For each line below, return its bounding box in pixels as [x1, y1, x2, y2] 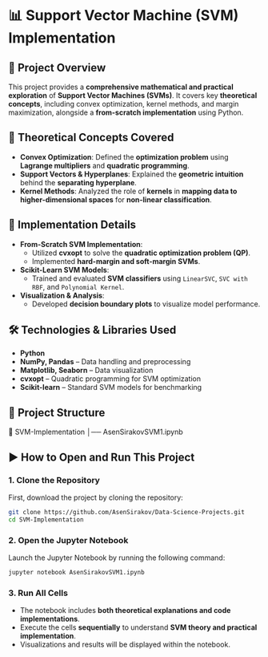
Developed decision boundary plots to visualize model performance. [31, 298, 261, 309]
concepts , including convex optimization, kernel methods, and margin [8, 99, 239, 108]
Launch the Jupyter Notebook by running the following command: [8, 553, 226, 562]
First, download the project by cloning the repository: [8, 493, 184, 502]
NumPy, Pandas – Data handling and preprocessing [19, 357, 191, 367]
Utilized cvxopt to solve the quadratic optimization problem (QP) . [31, 248, 250, 258]
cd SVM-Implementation [8, 515, 84, 524]
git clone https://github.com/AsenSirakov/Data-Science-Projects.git [8, 508, 246, 516]
